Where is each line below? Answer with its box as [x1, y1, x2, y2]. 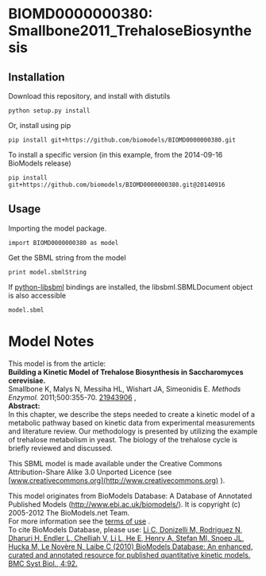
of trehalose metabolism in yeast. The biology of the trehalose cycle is [8, 434, 238, 444]
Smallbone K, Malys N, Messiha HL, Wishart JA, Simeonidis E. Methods [8, 383, 241, 394]
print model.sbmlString [8, 268, 87, 276]
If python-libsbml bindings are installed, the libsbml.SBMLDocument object [8, 282, 253, 291]
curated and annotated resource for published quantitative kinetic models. [8, 550, 251, 559]
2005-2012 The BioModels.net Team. [8, 508, 130, 517]
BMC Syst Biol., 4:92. [8, 558, 78, 568]
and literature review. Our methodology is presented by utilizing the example [8, 426, 258, 436]
